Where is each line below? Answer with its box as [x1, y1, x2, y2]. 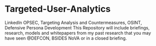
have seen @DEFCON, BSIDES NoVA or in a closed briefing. [4, 35, 127, 41]
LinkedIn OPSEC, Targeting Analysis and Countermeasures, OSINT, [4, 20, 142, 25]
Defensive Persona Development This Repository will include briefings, [4, 24, 150, 30]
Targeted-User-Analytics [4, 3, 111, 15]
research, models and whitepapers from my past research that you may [4, 30, 151, 36]
